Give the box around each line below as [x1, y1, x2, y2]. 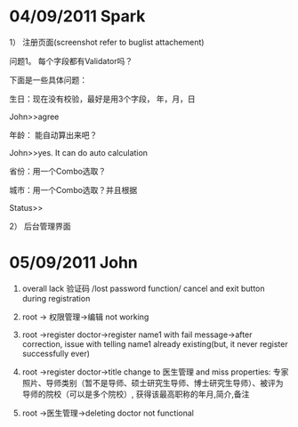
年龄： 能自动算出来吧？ [9, 129, 98, 140]
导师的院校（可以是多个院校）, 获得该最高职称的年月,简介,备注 [21, 389, 250, 399]
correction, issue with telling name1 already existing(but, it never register [21, 338, 288, 349]
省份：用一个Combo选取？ [9, 165, 107, 176]
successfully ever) [21, 348, 91, 359]
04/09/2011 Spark [9, 6, 146, 27]
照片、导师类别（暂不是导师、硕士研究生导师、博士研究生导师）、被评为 [21, 377, 284, 388]
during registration [21, 293, 91, 303]
